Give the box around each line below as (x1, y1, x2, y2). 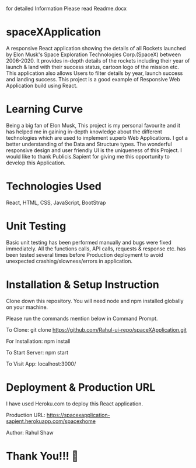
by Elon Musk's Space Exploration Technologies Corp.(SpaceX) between (6, 51, 181, 58)
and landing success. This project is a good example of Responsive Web (6, 75, 181, 82)
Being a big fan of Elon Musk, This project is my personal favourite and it (6, 122, 181, 129)
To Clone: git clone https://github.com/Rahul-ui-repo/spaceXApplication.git (6, 326, 187, 333)
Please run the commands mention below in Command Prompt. (6, 315, 158, 322)
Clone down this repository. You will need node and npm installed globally (6, 297, 184, 304)
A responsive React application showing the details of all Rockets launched (6, 44, 186, 51)
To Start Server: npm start (6, 349, 69, 356)
